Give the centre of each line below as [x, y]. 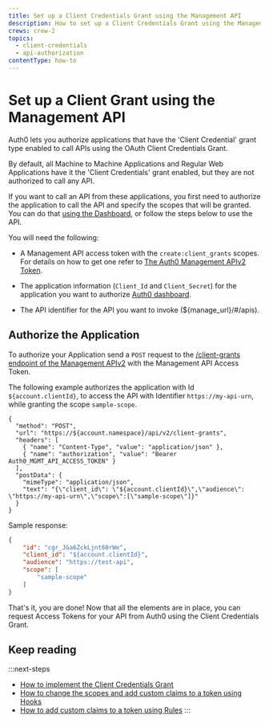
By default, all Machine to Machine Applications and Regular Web [116, 163]
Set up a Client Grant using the [112, 100]
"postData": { [39, 475]
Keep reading [42, 650]
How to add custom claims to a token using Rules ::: [105, 710]
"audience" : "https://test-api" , [78, 562]
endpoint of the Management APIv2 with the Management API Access [124, 363]
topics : [21, 38]
